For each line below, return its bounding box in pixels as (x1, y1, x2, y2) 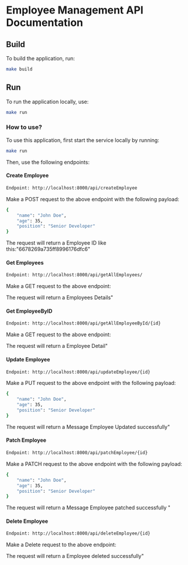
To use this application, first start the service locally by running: (6, 136, 159, 144)
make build (6, 66, 33, 72)
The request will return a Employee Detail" (6, 343, 108, 350)
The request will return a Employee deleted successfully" (6, 553, 144, 560)
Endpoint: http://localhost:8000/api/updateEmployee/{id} (6, 369, 151, 375)
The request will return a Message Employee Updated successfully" (6, 423, 170, 430)
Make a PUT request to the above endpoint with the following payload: (6, 380, 176, 387)
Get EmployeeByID (6, 307, 53, 314)
